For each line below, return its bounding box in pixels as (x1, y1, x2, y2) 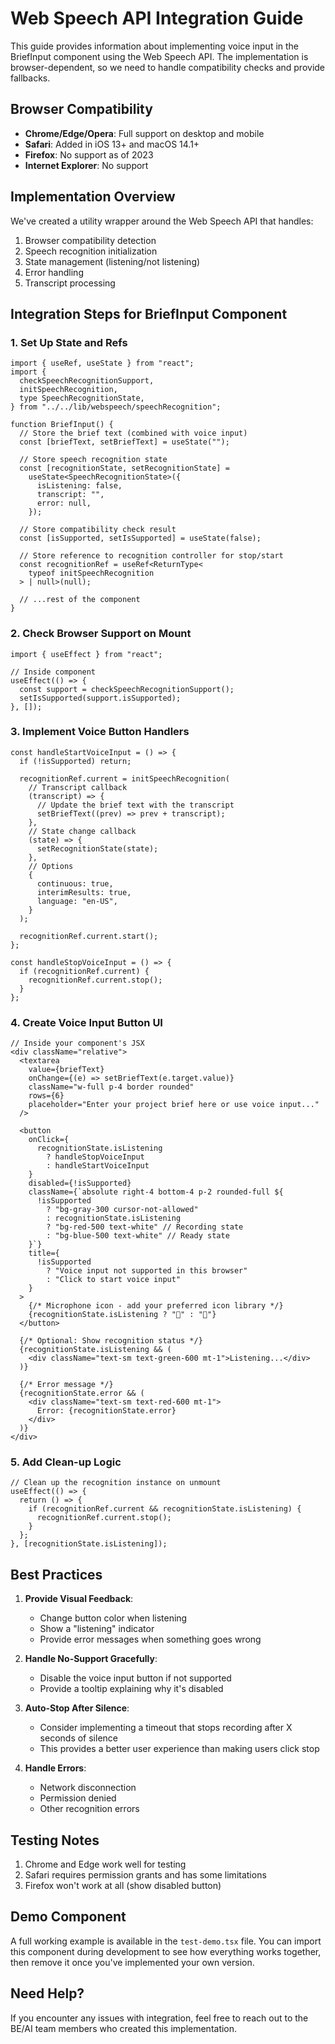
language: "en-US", (36, 896, 118, 906)
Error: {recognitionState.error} (36, 1406, 177, 1416)
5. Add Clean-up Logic (10, 1455, 122, 1469)
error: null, (36, 498, 92, 509)
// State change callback (28, 826, 137, 836)
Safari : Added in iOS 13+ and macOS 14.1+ (24, 138, 200, 150)
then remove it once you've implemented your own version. (10, 1956, 255, 1968)
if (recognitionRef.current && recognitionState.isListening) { (28, 1504, 302, 1514)
